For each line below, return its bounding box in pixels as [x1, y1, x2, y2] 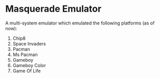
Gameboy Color [12, 62, 46, 68]
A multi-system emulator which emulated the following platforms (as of [5, 20, 155, 26]
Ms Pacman [12, 51, 38, 58]
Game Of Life [12, 67, 41, 74]
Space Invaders [12, 40, 46, 46]
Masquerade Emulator [5, 3, 102, 15]
